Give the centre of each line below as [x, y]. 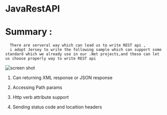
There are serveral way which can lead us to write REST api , [78, 45]
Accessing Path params [37, 88]
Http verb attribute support [41, 97]
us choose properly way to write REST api [51, 59]
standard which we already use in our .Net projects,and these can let [82, 54]
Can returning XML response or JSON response [62, 78]
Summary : [29, 32]
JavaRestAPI [33, 9]
